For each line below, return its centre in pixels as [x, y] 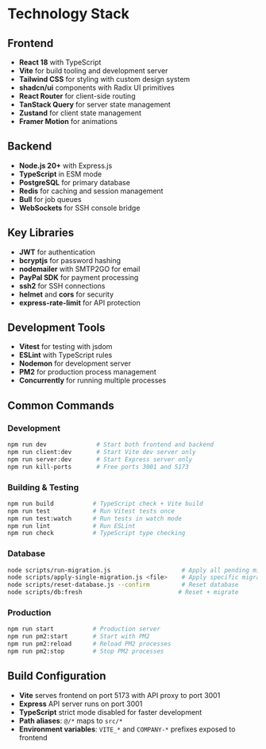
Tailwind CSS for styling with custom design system [104, 79]
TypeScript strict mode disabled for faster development [110, 712]
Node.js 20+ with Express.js [66, 165]
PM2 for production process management [87, 372]
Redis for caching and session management [91, 191]
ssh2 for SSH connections [62, 285]
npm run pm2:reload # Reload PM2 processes [89, 644]
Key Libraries [41, 233]
